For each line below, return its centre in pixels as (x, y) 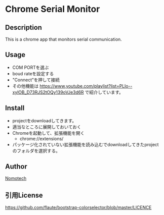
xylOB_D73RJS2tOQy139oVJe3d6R (48, 92)
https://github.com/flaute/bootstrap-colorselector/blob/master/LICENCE (78, 208)
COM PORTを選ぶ (31, 67)
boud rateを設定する (33, 73)
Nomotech (16, 178)
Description (23, 27)
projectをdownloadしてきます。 (44, 120)
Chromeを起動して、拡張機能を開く (48, 133)
